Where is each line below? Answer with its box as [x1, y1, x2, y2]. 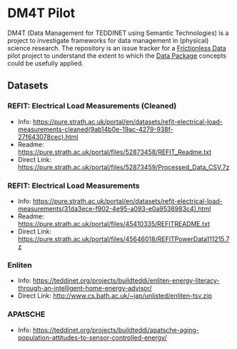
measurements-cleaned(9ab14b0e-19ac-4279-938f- [17, 125, 173, 133]
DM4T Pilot [7, 5, 76, 21]
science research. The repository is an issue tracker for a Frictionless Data [7, 44, 226, 52]
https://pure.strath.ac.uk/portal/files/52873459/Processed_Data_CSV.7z [17, 163, 230, 171]
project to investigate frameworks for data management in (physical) [7, 36, 209, 44]
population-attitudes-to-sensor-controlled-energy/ [17, 333, 167, 342]
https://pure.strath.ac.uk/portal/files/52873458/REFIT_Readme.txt [17, 148, 212, 156]
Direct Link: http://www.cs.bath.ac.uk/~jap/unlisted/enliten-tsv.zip [17, 291, 212, 300]
